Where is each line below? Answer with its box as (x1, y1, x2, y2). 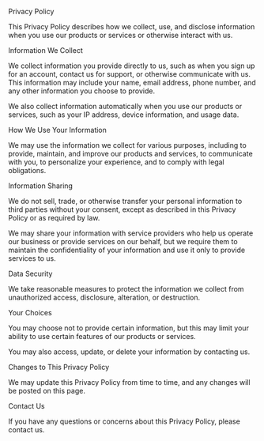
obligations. (8, 166, 47, 175)
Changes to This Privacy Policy (8, 363, 110, 371)
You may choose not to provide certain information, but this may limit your (8, 323, 249, 333)
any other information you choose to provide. (8, 86, 156, 96)
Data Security (8, 269, 53, 278)
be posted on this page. (8, 386, 85, 395)
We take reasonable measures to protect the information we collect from (8, 285, 244, 293)
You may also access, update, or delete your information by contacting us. (8, 347, 251, 356)
